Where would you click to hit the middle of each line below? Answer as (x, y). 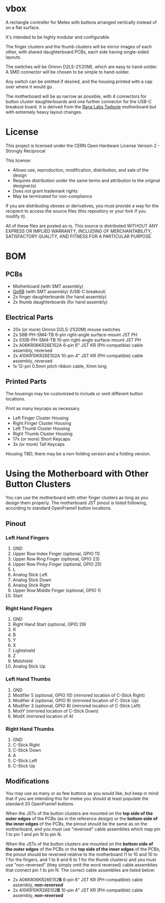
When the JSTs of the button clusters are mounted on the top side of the (79, 813)
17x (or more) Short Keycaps (41, 439)
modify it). (16, 216)
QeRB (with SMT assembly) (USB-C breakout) (59, 291)
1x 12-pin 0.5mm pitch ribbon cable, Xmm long (60, 366)
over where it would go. (29, 86)
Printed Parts (26, 382)
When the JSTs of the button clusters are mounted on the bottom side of (80, 844)
